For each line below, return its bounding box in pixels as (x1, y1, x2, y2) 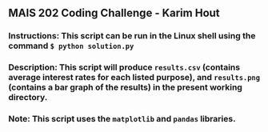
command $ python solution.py (8, 40, 134, 51)
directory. (8, 92, 48, 103)
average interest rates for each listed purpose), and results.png (8, 72, 261, 83)
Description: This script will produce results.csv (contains (8, 62, 241, 73)
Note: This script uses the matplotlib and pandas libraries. (8, 114, 236, 125)
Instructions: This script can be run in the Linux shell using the (8, 30, 256, 42)
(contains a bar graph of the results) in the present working (8, 82, 242, 93)
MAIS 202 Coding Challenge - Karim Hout (8, 6, 220, 20)
